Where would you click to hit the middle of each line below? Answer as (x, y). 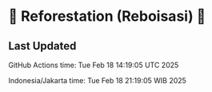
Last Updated (42, 46)
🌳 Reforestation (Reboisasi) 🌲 (107, 16)
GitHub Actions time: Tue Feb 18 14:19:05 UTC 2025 (94, 65)
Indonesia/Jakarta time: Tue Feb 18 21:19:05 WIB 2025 (97, 80)
